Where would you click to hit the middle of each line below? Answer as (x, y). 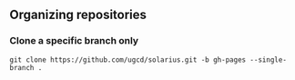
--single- (268, 60)
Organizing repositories (78, 15)
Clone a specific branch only (74, 41)
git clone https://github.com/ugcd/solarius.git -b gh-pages (128, 60)
